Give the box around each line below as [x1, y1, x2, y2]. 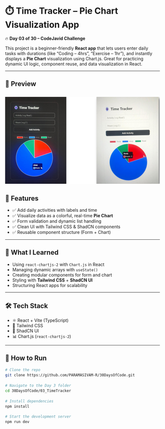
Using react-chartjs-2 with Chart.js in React [12, 261, 105, 267]
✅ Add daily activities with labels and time [12, 207, 97, 213]
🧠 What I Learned [5, 248, 59, 257]
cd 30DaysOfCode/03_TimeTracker [5, 388, 71, 393]
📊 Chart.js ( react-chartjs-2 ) [12, 333, 71, 339]
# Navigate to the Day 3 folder [5, 383, 71, 388]
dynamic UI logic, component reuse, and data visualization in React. [5, 61, 142, 67]
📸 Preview [5, 80, 36, 88]
